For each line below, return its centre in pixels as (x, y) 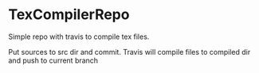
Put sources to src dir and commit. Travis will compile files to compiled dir (129, 52)
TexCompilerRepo (69, 15)
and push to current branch (53, 60)
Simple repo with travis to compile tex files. (79, 36)
